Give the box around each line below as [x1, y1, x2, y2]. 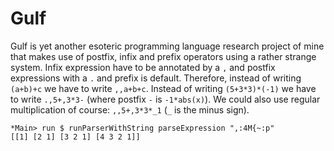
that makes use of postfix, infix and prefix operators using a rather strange [10, 50, 317, 62]
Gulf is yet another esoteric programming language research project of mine [10, 40, 325, 52]
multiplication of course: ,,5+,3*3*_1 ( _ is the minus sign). [10, 103, 250, 116]
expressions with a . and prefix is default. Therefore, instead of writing [10, 72, 302, 84]
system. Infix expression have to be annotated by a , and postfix [10, 61, 276, 73]
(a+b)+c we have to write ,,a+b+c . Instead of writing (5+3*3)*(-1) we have [10, 82, 317, 94]
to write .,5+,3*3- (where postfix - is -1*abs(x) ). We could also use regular [10, 93, 321, 105]
